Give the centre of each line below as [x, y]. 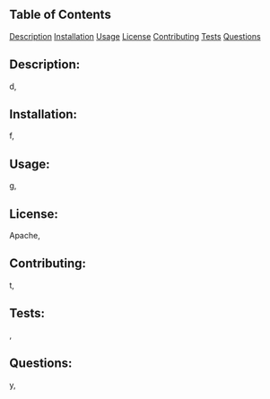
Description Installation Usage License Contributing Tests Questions [135, 36]
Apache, [25, 236]
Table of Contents [61, 15]
